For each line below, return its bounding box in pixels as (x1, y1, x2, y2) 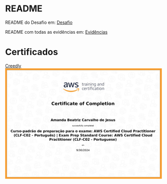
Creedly (5, 62, 21, 68)
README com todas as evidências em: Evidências (5, 29, 108, 35)
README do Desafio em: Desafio (5, 19, 73, 25)
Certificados (5, 47, 58, 58)
